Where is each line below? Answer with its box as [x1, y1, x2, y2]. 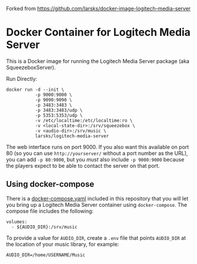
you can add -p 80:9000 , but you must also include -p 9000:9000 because [6, 156, 185, 163]
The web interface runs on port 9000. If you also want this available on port [6, 143, 189, 150]
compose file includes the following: [6, 207, 94, 214]
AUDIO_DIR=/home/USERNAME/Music [6, 252, 85, 258]
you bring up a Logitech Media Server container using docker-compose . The [6, 201, 187, 208]
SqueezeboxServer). [6, 64, 56, 71]
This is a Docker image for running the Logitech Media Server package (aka [6, 57, 190, 64]
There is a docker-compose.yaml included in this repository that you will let [6, 194, 189, 202]
